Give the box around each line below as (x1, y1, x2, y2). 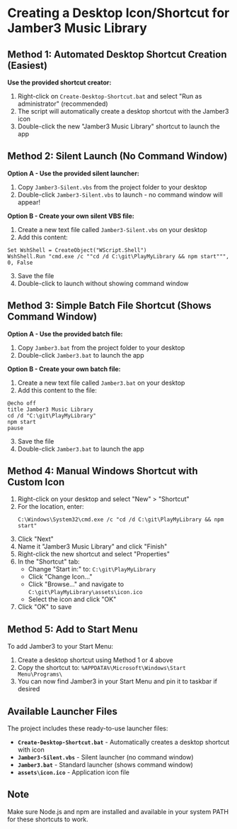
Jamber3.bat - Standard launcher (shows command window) (17, 761, 193, 769)
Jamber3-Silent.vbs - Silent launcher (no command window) (17, 753, 194, 762)
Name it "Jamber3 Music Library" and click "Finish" (17, 542, 168, 551)
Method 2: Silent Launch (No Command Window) (7, 150, 228, 163)
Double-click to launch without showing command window (17, 279, 189, 287)
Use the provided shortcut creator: (7, 78, 112, 87)
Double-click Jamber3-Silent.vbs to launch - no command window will (17, 190, 223, 199)
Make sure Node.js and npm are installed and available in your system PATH (7, 807, 229, 816)
